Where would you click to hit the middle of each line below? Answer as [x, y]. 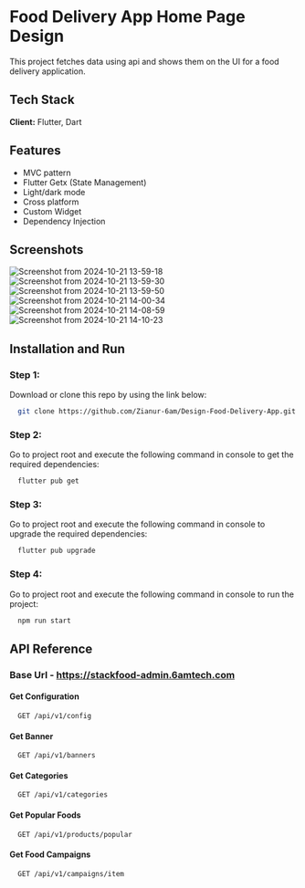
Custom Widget [52, 211]
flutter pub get [48, 481]
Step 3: [26, 505]
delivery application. [48, 71]
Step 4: [26, 574]
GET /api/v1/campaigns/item [71, 873]
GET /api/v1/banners [57, 756]
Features [35, 151]
